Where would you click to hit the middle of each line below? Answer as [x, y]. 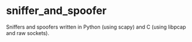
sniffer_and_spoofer [56, 11]
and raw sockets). [28, 33]
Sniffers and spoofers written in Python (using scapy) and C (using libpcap [96, 27]
